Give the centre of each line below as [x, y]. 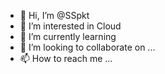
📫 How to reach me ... [66, 58]
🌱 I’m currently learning [68, 36]
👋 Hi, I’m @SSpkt [54, 15]
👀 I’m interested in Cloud [70, 26]
